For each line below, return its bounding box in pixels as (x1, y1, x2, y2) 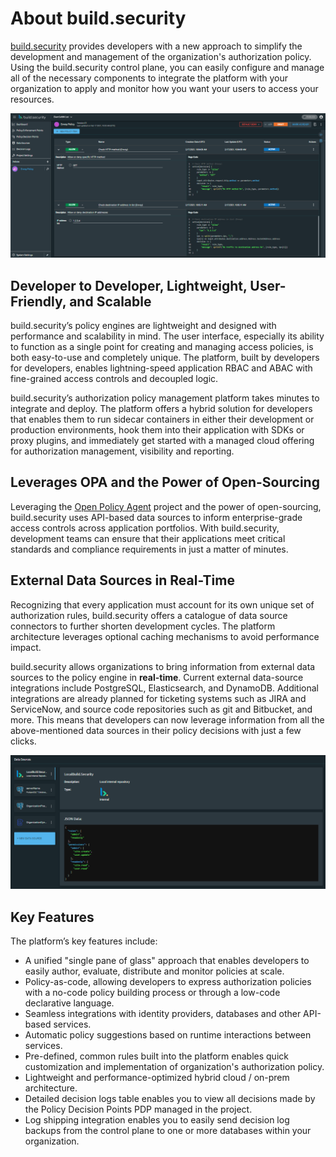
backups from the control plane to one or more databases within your (24, 1125, 312, 1137)
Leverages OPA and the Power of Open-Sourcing (10, 474, 320, 491)
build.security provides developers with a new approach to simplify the (10, 40, 303, 52)
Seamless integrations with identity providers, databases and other (24, 1008, 302, 1020)
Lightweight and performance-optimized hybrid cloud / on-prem (24, 1072, 290, 1084)
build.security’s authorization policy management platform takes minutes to (10, 392, 320, 404)
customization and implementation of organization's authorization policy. (24, 1061, 325, 1073)
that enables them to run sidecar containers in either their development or (10, 413, 315, 426)
